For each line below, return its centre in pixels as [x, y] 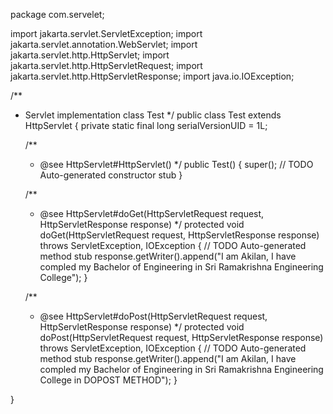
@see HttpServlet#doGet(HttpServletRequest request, [152, 213]
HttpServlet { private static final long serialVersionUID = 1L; [146, 125]
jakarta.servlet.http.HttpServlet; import [90, 55]
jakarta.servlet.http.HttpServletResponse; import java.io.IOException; [152, 76]
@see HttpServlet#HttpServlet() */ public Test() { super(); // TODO [176, 164]
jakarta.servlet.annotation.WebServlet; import [104, 44]
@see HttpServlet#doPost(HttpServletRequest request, [153, 316]
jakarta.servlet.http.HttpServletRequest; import [106, 65]
